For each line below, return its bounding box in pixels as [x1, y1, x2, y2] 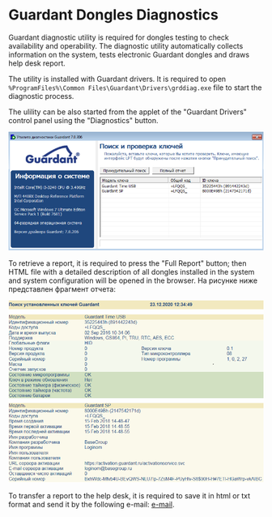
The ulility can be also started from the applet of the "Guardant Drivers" [8, 107, 247, 117]
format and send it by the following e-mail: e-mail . [8, 500, 176, 510]
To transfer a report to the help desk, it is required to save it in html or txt [8, 491, 251, 501]
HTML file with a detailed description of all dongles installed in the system [8, 267, 255, 277]
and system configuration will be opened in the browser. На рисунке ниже [8, 276, 257, 285]
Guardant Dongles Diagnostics [8, 6, 219, 24]
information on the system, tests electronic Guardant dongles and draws [8, 49, 249, 59]
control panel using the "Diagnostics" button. [8, 115, 159, 125]
